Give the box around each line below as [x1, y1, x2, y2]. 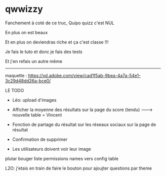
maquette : [5, 72, 27, 78]
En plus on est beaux [5, 29, 48, 35]
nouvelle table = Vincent [12, 112, 62, 117]
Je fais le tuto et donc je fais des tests [5, 49, 83, 55]
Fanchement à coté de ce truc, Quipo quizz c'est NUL [5, 20, 115, 26]
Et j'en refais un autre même [5, 58, 63, 64]
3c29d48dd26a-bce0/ [5, 78, 51, 84]
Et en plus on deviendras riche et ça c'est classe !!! [5, 39, 109, 45]
